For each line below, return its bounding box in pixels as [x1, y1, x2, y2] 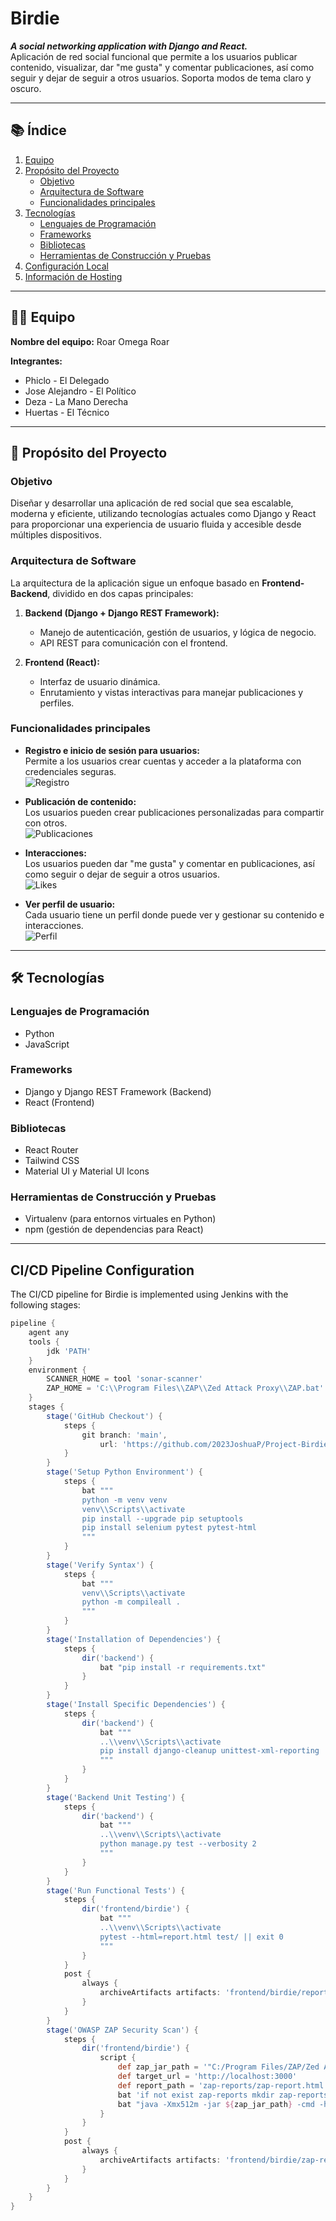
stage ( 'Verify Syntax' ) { [46, 1560, 155, 1570]
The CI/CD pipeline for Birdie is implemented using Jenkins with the [10, 1288, 289, 1301]
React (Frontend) [24, 1096, 95, 1108]
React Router [24, 1144, 79, 1156]
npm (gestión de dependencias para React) [24, 1223, 204, 1236]
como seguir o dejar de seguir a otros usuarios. [24, 868, 220, 880]
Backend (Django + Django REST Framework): [24, 607, 220, 619]
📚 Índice [10, 122, 67, 139]
